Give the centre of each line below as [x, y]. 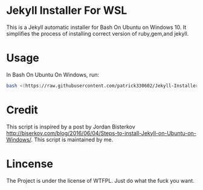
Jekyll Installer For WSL [67, 11]
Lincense [30, 164]
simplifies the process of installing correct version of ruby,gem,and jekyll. [98, 33]
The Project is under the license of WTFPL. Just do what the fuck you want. [100, 180]
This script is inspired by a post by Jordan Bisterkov [71, 127]
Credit [22, 110]
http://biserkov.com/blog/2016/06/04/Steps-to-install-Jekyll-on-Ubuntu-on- [101, 133]
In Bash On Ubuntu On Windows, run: [53, 74]
